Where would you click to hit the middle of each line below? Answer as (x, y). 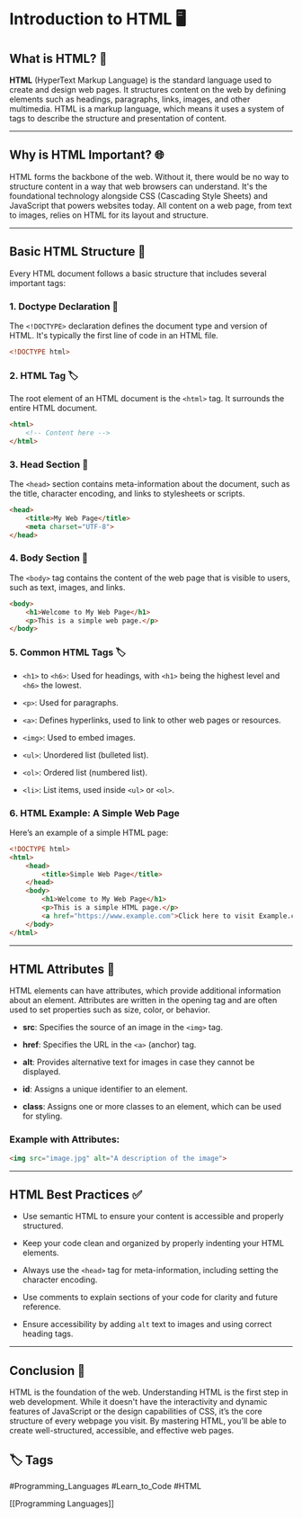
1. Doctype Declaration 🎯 (64, 306)
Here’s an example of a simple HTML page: (89, 832)
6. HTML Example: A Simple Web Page (94, 813)
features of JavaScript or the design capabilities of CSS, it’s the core (136, 1412)
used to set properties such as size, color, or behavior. (110, 1010)
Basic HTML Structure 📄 (78, 252)
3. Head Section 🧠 (49, 464)
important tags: (37, 283)
